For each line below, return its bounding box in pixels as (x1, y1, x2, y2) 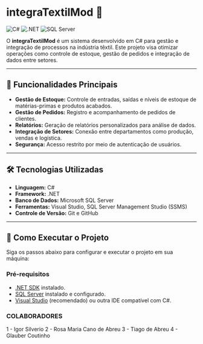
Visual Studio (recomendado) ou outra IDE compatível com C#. (14, 296, 172, 304)
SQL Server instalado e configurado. (14, 290, 106, 297)
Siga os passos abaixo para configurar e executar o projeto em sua (6, 248, 173, 256)
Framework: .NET (14, 190, 60, 197)
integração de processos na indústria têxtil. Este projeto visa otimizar (6, 44, 178, 51)
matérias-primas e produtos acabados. (14, 102, 112, 109)
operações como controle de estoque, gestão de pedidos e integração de (6, 50, 190, 57)
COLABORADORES (6, 311, 63, 320)
